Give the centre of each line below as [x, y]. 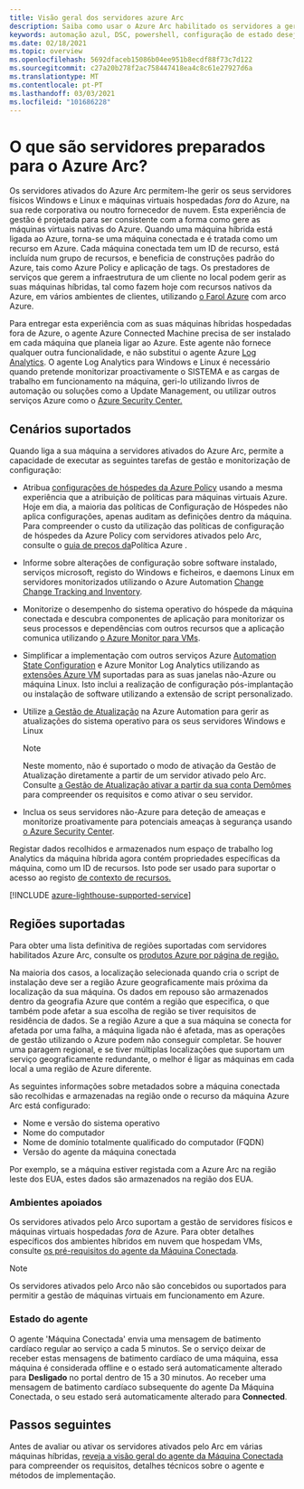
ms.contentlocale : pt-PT [56, 85]
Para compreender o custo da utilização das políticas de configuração [153, 526]
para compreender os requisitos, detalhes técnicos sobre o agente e [137, 1465]
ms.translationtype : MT [54, 77]
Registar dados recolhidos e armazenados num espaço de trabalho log [141, 849]
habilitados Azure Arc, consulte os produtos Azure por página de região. [144, 954]
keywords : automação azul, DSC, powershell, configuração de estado [141, 34]
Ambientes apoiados [56, 1202]
